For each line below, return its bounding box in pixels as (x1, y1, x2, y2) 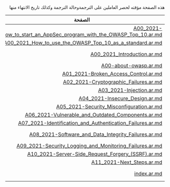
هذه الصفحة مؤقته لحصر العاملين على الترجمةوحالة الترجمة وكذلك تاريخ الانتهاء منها (9, 5, 165, 10)
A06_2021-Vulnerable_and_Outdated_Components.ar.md (25, 111, 162, 118)
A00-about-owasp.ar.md (101, 62, 162, 69)
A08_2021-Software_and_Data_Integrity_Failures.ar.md (29, 131, 162, 138)
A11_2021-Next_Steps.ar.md (91, 159, 162, 166)
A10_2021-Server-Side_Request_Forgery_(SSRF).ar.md (27, 151, 162, 157)
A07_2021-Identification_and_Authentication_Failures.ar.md (18, 120, 162, 126)
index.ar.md (134, 170, 162, 177)
